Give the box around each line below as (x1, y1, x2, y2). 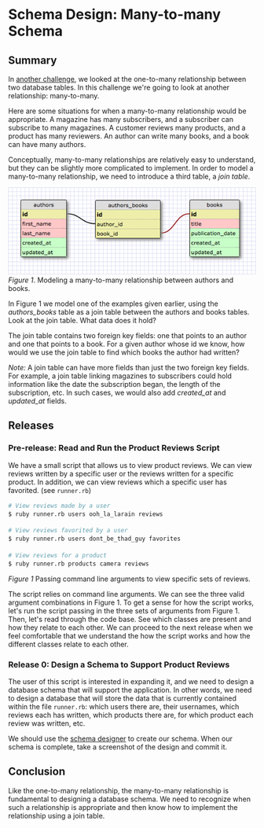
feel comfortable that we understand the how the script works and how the (8, 631, 251, 640)
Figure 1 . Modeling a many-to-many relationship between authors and (8, 275, 234, 285)
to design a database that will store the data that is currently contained (8, 694, 237, 703)
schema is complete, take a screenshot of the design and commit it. (8, 742, 228, 752)
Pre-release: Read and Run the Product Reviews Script (8, 443, 220, 454)
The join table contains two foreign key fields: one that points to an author (8, 330, 247, 340)
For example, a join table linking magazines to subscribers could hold (8, 371, 232, 381)
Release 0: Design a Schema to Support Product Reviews (8, 659, 230, 670)
